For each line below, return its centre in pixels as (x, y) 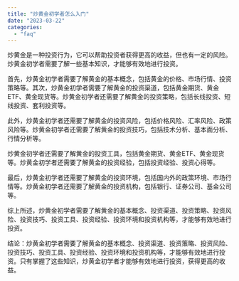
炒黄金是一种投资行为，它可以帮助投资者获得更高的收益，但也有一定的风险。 (119, 55)
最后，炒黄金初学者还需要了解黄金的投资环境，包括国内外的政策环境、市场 (116, 178)
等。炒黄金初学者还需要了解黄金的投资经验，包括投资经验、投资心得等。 (113, 163)
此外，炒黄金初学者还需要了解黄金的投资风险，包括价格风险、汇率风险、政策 (119, 121)
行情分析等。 (26, 139)
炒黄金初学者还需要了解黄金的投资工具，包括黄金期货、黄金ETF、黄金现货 (116, 154)
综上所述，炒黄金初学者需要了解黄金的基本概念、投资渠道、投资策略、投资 (116, 211)
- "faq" (25, 34)
